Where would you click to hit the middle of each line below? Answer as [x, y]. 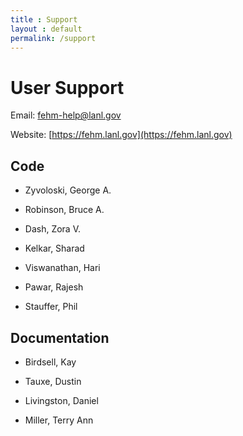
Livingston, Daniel [61, 400]
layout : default [46, 29]
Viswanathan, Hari [62, 268]
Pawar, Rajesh [54, 287]
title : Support [44, 19]
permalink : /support [53, 38]
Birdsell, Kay [50, 362]
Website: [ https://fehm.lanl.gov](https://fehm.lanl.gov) [121, 135]
